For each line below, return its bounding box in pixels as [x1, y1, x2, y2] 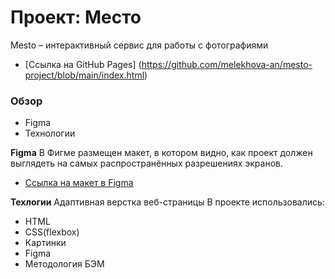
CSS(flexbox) [24, 226, 80, 238]
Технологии [24, 127, 76, 140]
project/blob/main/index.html [24, 69, 145, 81]
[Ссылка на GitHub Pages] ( [24, 58, 142, 70]
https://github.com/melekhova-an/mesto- [141, 58, 313, 70]
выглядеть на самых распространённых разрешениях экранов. [10, 157, 283, 170]
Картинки [24, 237, 67, 249]
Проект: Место [10, 6, 142, 29]
